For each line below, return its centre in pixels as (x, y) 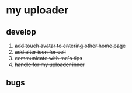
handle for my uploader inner (49, 64)
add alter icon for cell (40, 52)
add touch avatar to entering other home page (70, 46)
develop (21, 32)
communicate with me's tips (48, 58)
